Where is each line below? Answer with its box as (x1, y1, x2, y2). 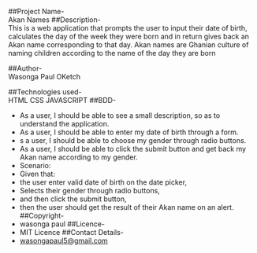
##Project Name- (8, 7, 65, 16)
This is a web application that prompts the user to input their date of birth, (8, 24, 248, 32)
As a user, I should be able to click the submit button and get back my (19, 145, 247, 153)
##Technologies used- (8, 87, 82, 97)
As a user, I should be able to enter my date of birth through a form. (19, 127, 239, 137)
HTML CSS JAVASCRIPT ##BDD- (8, 96, 117, 104)
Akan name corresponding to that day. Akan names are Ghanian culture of (8, 40, 249, 49)
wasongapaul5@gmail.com (19, 236, 108, 245)
